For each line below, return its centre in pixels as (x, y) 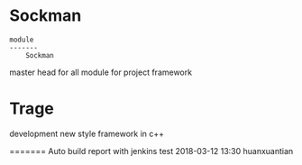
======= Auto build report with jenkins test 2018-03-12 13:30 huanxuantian (151, 151)
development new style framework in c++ (87, 133)
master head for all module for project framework (101, 72)
